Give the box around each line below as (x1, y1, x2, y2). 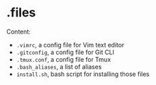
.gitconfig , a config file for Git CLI (16, 48, 114, 56)
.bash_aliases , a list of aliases (16, 62, 102, 71)
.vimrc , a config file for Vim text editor (16, 40, 125, 49)
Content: (6, 27, 31, 36)
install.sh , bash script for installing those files (16, 70, 150, 78)
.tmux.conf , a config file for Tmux (16, 55, 111, 63)
